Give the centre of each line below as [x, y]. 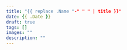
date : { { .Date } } [28, 17]
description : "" [26, 38]
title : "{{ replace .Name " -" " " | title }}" [64, 11]
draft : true [20, 22]
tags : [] [17, 27]
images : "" [19, 33]
